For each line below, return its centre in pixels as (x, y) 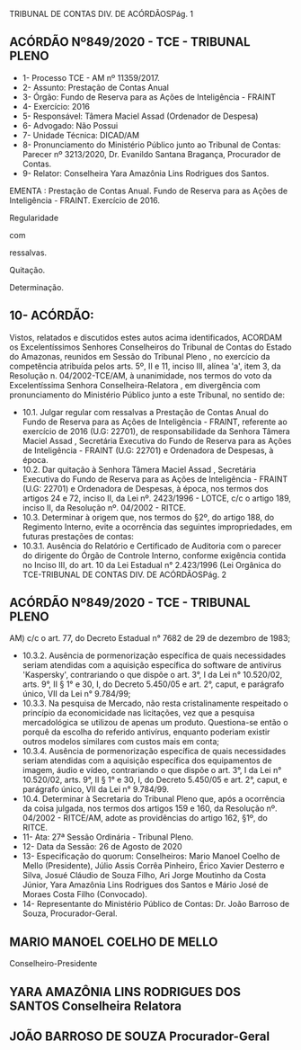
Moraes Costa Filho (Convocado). (85, 894)
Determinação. (37, 287)
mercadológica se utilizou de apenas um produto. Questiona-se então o (155, 723)
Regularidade (34, 218)
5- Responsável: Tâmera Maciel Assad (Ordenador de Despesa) (140, 116)
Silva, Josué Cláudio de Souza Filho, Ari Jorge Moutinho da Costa (144, 876)
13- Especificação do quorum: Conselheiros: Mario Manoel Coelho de (151, 856)
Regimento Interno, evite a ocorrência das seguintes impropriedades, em (157, 527)
